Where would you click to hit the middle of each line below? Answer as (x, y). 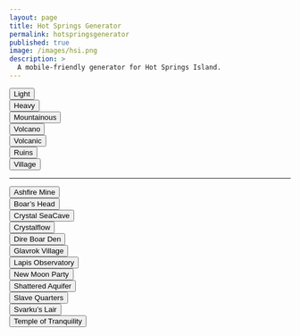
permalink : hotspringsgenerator (69, 34)
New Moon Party (42, 274)
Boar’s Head (34, 203)
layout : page (33, 17)
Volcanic (28, 141)
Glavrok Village (39, 251)
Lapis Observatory (44, 262)
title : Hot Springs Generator (66, 26)
